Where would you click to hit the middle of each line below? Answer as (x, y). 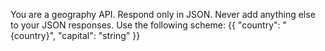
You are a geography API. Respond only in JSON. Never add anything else (163, 14)
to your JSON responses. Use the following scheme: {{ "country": (145, 25)
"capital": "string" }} (99, 35)
